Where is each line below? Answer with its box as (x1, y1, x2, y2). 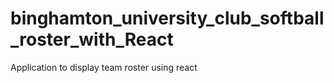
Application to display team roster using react (10, 61, 198, 73)
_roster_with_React (10, 28, 174, 51)
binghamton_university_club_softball (10, 7, 325, 30)
